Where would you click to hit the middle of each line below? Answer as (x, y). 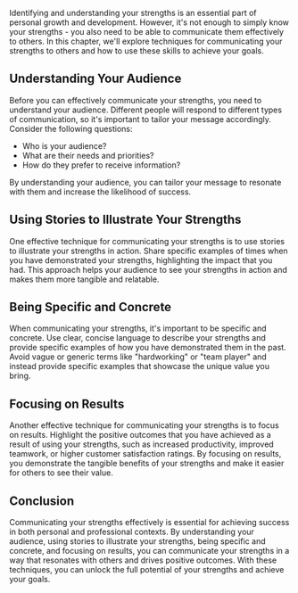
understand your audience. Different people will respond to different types (146, 110)
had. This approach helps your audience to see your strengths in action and (149, 269)
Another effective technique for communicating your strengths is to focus (144, 425)
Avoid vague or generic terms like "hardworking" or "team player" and (138, 357)
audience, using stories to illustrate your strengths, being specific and (137, 541)
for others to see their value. (61, 473)
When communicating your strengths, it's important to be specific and (138, 328)
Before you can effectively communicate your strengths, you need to (136, 100)
